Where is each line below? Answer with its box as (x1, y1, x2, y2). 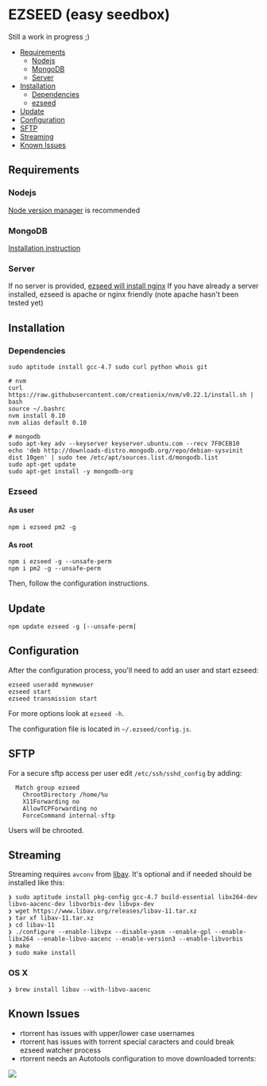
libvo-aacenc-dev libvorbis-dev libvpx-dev (8, 901, 155, 909)
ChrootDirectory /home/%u (22, 790, 109, 799)
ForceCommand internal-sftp (22, 812, 115, 819)
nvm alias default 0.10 (8, 418, 87, 426)
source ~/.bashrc (8, 404, 66, 413)
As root (8, 539, 33, 550)
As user (8, 505, 35, 515)
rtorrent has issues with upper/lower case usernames (19, 1028, 195, 1037)
